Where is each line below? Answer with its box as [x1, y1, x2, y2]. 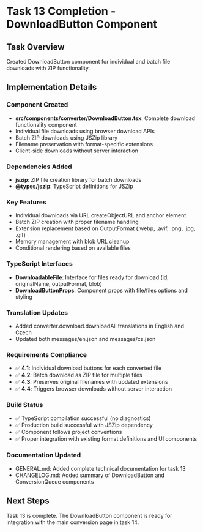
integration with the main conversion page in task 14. [6, 519, 139, 526]
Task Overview [6, 42, 65, 52]
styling [15, 293, 32, 301]
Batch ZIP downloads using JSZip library [15, 133, 118, 141]
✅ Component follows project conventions [15, 429, 122, 436]
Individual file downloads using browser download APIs [15, 127, 155, 135]
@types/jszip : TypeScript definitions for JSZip [15, 182, 133, 190]
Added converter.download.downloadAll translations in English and [15, 322, 185, 329]
